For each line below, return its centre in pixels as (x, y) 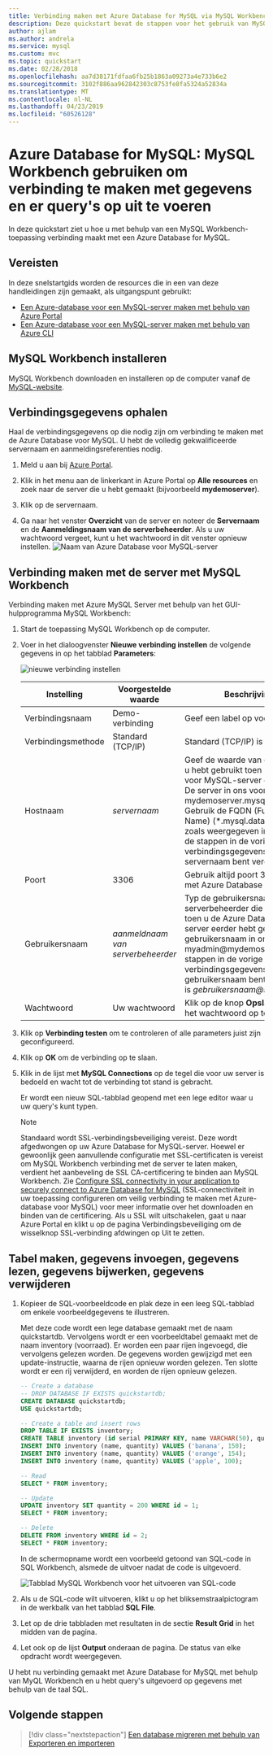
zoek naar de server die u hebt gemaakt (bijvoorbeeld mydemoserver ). (140, 490)
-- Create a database (56, 1386)
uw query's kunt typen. (59, 1106)
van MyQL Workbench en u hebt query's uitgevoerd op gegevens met (125, 1680)
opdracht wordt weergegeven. (71, 1656)
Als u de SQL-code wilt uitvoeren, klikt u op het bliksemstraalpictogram (139, 1598)
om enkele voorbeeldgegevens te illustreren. (95, 1312)
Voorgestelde (145, 690)
